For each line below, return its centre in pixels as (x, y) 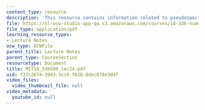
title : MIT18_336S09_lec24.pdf (46, 69)
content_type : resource (37, 12)
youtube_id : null (34, 97)
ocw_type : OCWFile (30, 46)
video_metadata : (27, 92)
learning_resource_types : (39, 35)
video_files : (23, 80)
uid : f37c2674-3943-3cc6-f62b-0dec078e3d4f (63, 75)
